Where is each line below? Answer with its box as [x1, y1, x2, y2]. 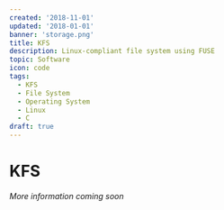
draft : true [9, 123, 54, 132]
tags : [9, 72, 30, 81]
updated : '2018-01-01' [9, 22, 94, 31]
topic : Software [9, 55, 70, 64]
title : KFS [9, 38, 50, 48]
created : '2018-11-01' [9, 13, 94, 23]
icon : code [9, 64, 50, 73]
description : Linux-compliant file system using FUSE [9, 47, 216, 56]
